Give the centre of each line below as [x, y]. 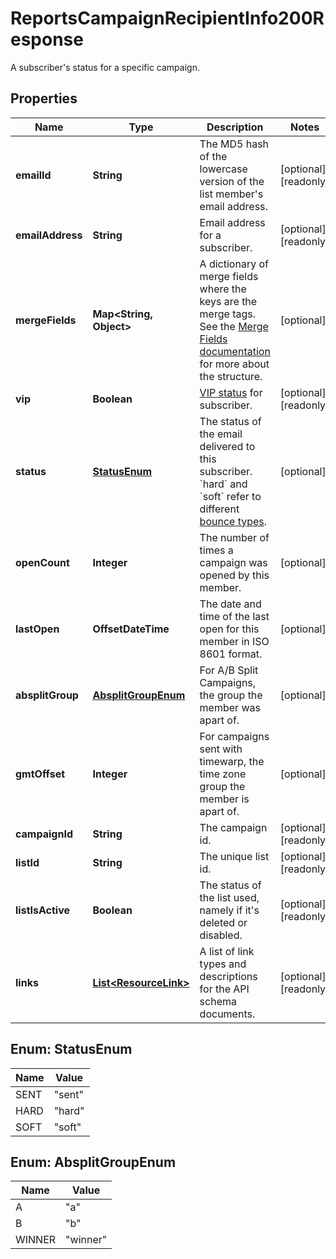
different [219, 509]
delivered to [227, 446]
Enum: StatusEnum [71, 1049]
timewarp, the [232, 761]
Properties [44, 98]
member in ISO [234, 641]
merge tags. [227, 314]
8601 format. [231, 654]
